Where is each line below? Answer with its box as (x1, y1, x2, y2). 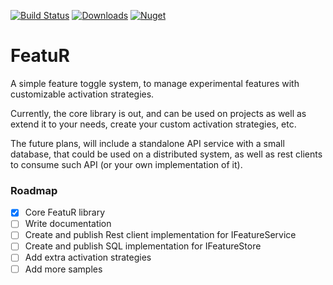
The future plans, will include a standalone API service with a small (10, 137, 285, 149)
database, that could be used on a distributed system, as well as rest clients (10, 148, 323, 160)
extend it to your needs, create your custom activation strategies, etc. (10, 118, 297, 130)
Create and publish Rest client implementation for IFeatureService (24, 229, 297, 241)
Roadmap (10, 183, 58, 197)
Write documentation (24, 218, 112, 230)
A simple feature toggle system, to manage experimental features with (10, 77, 300, 89)
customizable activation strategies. (10, 88, 155, 100)
